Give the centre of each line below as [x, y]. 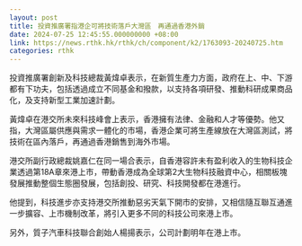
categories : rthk [42, 51]
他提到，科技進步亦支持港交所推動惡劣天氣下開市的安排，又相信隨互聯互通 [147, 202]
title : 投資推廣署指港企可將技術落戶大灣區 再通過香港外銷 [107, 26]
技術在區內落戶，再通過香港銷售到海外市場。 [92, 142]
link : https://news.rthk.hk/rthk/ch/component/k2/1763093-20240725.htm [146, 43]
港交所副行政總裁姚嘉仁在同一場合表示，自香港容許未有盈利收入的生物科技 [147, 161]
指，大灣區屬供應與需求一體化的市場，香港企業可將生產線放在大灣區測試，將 [151, 130]
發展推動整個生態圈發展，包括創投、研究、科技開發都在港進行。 [127, 183]
